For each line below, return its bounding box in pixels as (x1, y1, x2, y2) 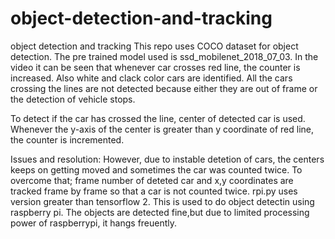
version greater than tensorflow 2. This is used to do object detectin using (10, 195, 315, 207)
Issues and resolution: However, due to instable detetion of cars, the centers (10, 153, 325, 165)
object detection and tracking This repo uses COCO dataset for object (10, 40, 299, 52)
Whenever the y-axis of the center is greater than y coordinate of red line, (10, 123, 314, 135)
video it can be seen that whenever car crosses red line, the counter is (10, 61, 301, 73)
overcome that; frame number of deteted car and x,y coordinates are (10, 174, 294, 186)
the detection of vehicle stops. (10, 93, 136, 105)
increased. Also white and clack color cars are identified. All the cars (10, 72, 293, 84)
